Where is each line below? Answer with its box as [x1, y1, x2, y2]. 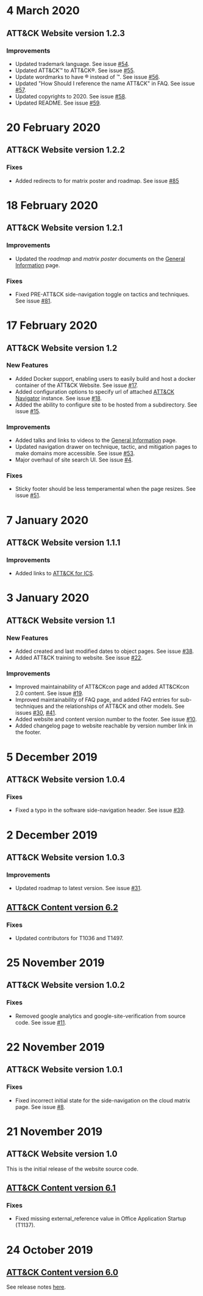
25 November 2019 [6, 956, 105, 970]
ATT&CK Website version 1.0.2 [6, 980, 125, 990]
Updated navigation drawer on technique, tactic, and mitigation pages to [15, 443, 198, 451]
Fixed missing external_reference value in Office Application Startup [15, 1215, 187, 1223]
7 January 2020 [6, 513, 89, 527]
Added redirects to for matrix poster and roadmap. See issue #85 [15, 177, 179, 184]
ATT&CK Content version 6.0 [6, 1267, 119, 1278]
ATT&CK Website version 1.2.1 [6, 223, 123, 233]
